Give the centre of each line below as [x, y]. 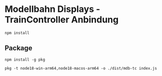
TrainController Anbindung [61, 20]
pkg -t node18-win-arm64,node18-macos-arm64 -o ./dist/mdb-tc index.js [81, 68]
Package [19, 48]
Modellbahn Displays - [52, 9]
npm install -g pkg [25, 60]
